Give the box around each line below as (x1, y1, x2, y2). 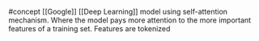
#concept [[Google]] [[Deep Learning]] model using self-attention (8, 7, 228, 16)
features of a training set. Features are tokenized (8, 24, 171, 33)
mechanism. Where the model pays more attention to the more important (8, 15, 252, 25)
